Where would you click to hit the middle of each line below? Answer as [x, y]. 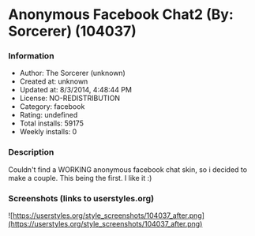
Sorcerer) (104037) [72, 31]
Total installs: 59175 [52, 123]
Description [31, 152]
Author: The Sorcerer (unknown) [73, 73]
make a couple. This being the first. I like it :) [80, 178]
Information [31, 56]
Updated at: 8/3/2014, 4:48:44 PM [76, 90]
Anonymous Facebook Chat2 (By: [121, 15]
